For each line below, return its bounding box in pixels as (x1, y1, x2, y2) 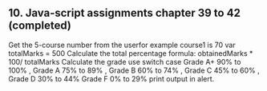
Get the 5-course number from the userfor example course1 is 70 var (8, 40, 236, 49)
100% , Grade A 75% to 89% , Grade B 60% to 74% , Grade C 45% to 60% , (8, 65, 260, 75)
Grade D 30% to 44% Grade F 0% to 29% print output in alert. (8, 73, 215, 83)
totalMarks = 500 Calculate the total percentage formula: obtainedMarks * (8, 48, 253, 58)
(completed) (8, 19, 72, 33)
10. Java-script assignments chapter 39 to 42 (8, 6, 241, 20)
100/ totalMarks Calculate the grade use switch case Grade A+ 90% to (8, 57, 241, 66)
